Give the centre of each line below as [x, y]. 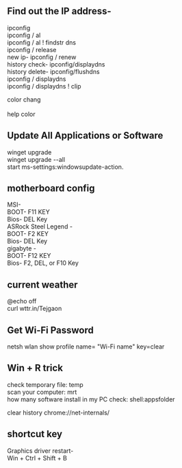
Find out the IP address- [59, 11]
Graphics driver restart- [40, 451]
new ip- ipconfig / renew [42, 57]
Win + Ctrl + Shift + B [37, 458]
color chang [24, 100]
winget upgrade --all [36, 159]
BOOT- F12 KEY [29, 256]
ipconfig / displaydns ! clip [44, 86]
